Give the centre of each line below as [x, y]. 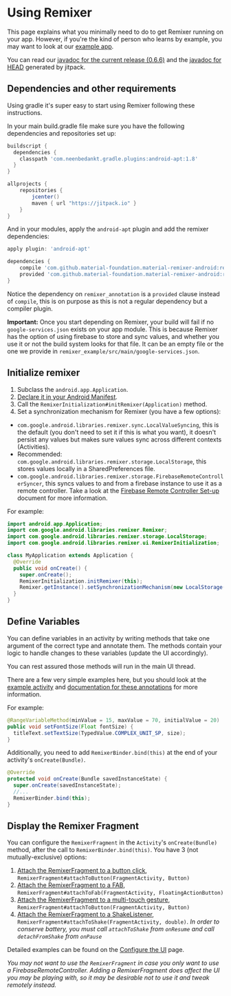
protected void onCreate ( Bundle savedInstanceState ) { [87, 779]
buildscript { [27, 146]
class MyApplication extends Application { [70, 556]
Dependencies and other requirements [92, 89]
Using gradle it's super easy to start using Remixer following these [101, 105]
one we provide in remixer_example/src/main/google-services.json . [103, 351]
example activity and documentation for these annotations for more [102, 687]
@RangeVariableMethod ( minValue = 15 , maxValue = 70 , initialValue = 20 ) [113, 720]
